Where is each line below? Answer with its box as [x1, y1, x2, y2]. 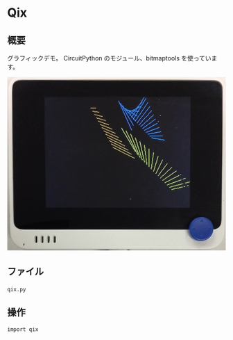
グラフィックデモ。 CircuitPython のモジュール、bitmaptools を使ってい [7, 54, 212, 62]
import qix [7, 326, 39, 333]
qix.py [7, 286, 26, 293]
